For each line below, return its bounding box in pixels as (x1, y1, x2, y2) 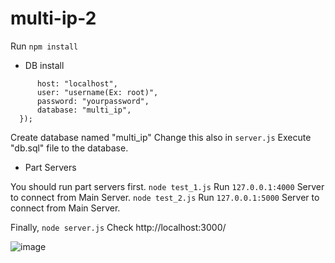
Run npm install (10, 40, 79, 52)
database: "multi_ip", (36, 105, 132, 115)
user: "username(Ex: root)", (36, 87, 159, 97)
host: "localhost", (36, 78, 118, 89)
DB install (24, 59, 65, 71)
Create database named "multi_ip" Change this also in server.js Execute (10, 131, 312, 143)
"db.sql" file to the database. (10, 142, 129, 154)
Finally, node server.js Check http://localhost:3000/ (10, 221, 227, 233)
